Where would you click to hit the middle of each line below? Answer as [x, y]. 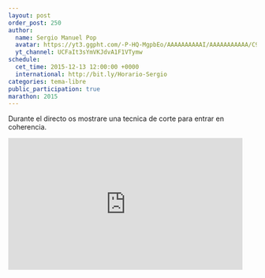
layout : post [30, 15]
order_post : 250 [35, 23]
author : [21, 30]
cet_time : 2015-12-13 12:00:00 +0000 [77, 67]
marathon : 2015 [33, 96]
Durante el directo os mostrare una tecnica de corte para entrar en [116, 118]
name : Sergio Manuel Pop [56, 38]
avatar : [28, 45]
